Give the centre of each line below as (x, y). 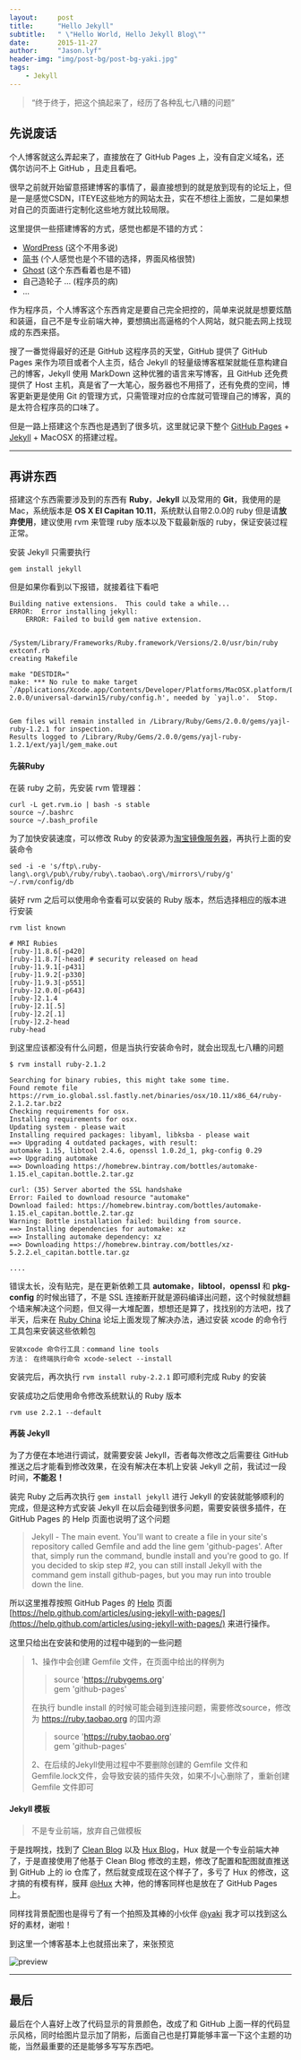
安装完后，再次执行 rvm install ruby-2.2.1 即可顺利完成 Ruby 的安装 (138, 1377)
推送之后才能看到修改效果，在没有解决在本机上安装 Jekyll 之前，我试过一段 (148, 1466)
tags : (19, 68)
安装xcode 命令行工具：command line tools (84, 1349)
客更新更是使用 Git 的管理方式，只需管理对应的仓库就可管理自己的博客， (142, 396)
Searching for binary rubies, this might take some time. (120, 1080)
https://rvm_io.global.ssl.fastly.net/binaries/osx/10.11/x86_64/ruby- (146, 1095)
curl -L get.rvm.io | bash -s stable (80, 804)
